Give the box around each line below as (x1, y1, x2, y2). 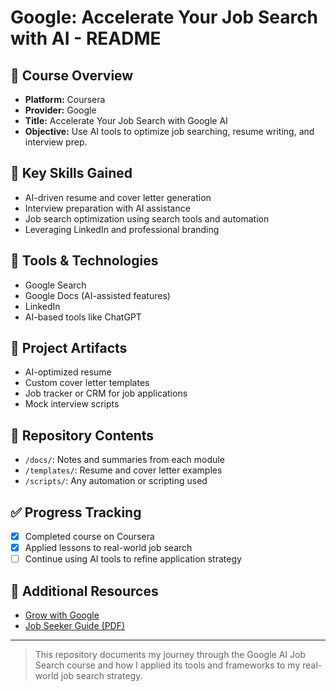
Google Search (24, 279, 87, 291)
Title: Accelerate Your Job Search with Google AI (24, 115, 228, 126)
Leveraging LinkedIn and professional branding (24, 223, 220, 235)
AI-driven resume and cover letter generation (24, 191, 212, 203)
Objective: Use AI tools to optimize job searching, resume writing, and (24, 126, 315, 137)
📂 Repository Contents (10, 427, 155, 444)
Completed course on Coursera (24, 531, 155, 543)
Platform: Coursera (24, 94, 106, 105)
